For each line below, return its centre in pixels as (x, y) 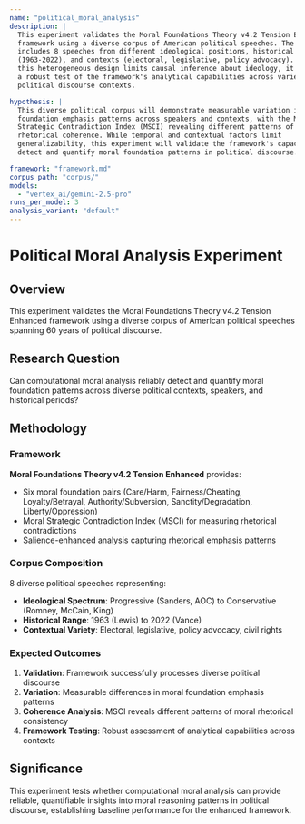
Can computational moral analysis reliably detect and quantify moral (137, 380)
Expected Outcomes (55, 652)
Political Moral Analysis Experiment (146, 256)
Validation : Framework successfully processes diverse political (141, 673)
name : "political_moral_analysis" (75, 18)
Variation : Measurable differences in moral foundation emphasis (143, 692)
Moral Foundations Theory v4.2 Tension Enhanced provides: (126, 474)
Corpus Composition (56, 564)
